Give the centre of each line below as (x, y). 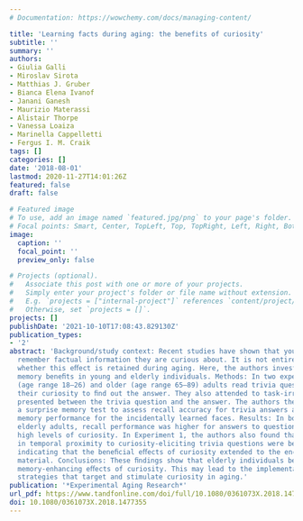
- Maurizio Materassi (50, 109)
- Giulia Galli (38, 68)
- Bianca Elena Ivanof (52, 92)
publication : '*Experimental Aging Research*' (98, 486)
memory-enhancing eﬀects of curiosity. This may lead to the (135, 469)
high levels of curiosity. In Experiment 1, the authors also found (149, 435)
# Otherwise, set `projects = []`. (80, 309)
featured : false (40, 185)
